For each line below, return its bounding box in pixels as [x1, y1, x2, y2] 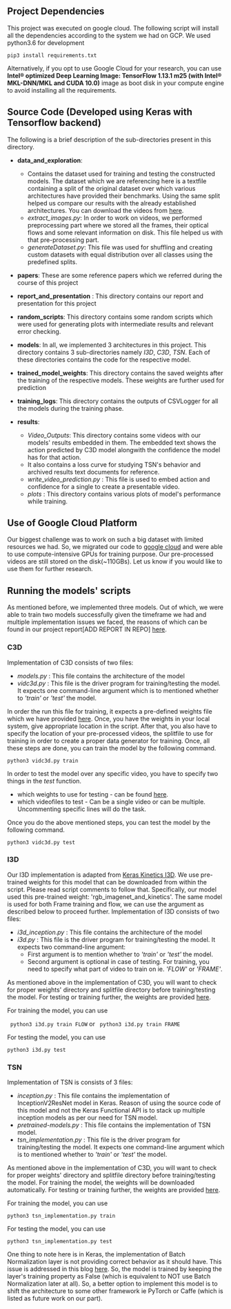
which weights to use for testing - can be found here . [17, 790, 169, 798]
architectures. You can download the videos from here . [27, 206, 184, 214]
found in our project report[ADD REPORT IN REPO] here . [7, 625, 168, 633]
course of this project [17, 278, 79, 286]
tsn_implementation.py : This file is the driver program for [17, 1135, 181, 1144]
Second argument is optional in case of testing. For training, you [27, 957, 210, 965]
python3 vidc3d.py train [7, 757, 79, 764]
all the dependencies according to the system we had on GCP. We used [7, 31, 211, 39]
